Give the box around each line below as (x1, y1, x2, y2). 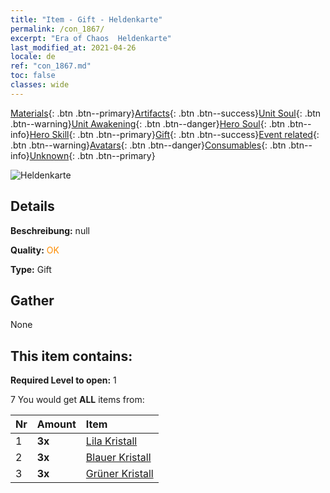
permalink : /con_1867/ (10, 24, 105, 34)
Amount (36, 417, 77, 431)
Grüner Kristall (85, 467, 154, 481)
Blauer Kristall (85, 451, 152, 465)
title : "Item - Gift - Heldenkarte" (10, 14, 163, 25)
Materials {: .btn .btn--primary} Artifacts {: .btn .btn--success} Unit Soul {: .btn (10, 107, 322, 119)
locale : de (10, 52, 56, 62)
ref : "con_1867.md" (10, 61, 92, 71)
